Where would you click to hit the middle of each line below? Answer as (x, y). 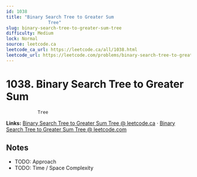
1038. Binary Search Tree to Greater (95, 84)
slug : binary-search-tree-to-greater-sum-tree (64, 28)
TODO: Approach (35, 162)
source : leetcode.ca (31, 45)
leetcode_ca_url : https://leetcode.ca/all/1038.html (72, 50)
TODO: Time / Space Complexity (54, 168)
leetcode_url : (23, 55)
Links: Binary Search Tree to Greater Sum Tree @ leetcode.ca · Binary (91, 123)
